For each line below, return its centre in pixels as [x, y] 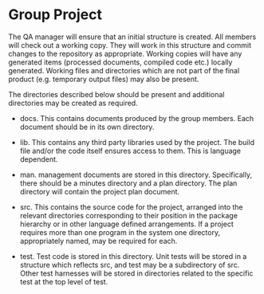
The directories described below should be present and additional [116, 94]
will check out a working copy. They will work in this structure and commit [130, 45]
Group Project [55, 15]
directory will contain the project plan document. [100, 191]
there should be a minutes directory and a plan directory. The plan [128, 183]
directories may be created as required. [73, 103]
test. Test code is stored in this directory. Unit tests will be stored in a [133, 256]
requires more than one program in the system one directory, [120, 232]
